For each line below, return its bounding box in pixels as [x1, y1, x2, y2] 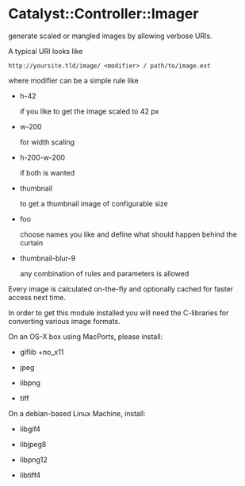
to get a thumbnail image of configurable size [19, 199, 168, 208]
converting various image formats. [8, 316, 121, 326]
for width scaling [19, 137, 75, 147]
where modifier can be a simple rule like [8, 75, 139, 85]
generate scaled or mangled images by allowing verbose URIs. [8, 31, 212, 40]
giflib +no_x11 [19, 347, 64, 357]
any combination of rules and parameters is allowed [19, 268, 189, 278]
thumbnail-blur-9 [19, 253, 76, 263]
